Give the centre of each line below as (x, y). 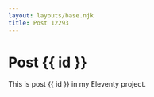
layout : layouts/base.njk (51, 16)
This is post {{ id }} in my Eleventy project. (77, 84)
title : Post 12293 (38, 23)
